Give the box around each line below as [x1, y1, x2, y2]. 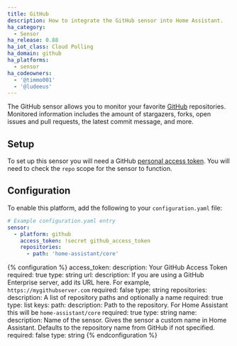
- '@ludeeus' [13, 83, 53, 90]
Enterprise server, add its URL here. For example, [7, 278, 151, 287]
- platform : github [13, 230, 72, 238]
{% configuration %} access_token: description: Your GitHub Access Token [7, 263, 228, 272]
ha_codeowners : [7, 69, 53, 77]
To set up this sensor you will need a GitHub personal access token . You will [7, 157, 231, 165]
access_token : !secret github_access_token [20, 237, 151, 245]
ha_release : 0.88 [7, 37, 59, 44]
